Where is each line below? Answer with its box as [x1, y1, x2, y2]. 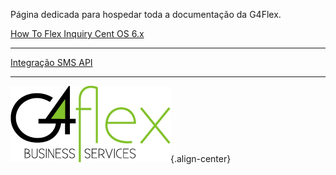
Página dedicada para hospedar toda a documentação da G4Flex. [10, 9, 282, 20]
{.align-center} [170, 153, 232, 164]
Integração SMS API [10, 57, 93, 68]
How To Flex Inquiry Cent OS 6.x [10, 28, 145, 39]
